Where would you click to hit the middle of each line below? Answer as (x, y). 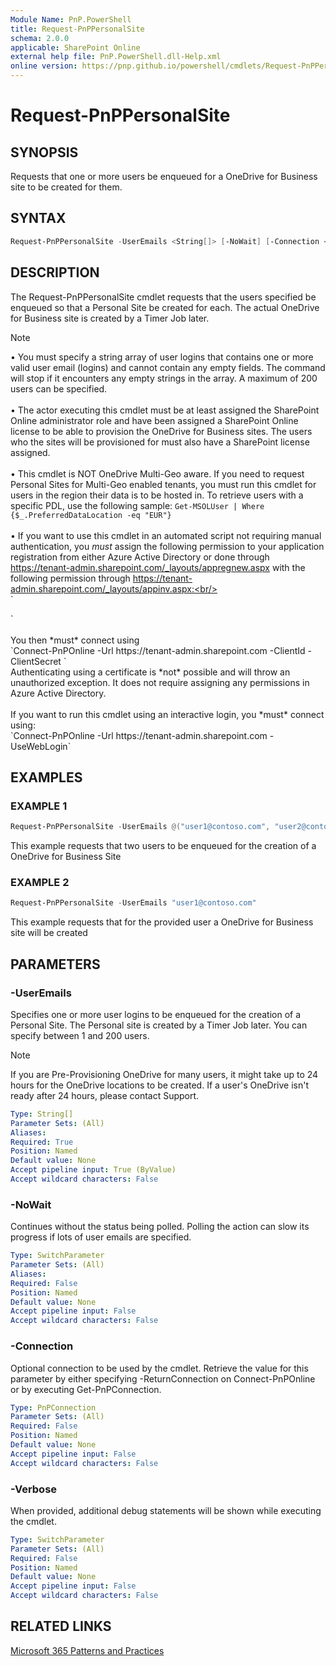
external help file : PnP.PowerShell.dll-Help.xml (116, 57)
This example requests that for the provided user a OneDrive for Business (162, 922)
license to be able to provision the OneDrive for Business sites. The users (161, 431)
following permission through (70, 578)
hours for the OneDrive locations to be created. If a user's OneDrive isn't (160, 1085)
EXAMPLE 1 (39, 806)
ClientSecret (36, 661)
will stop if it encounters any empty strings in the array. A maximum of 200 (164, 378)
